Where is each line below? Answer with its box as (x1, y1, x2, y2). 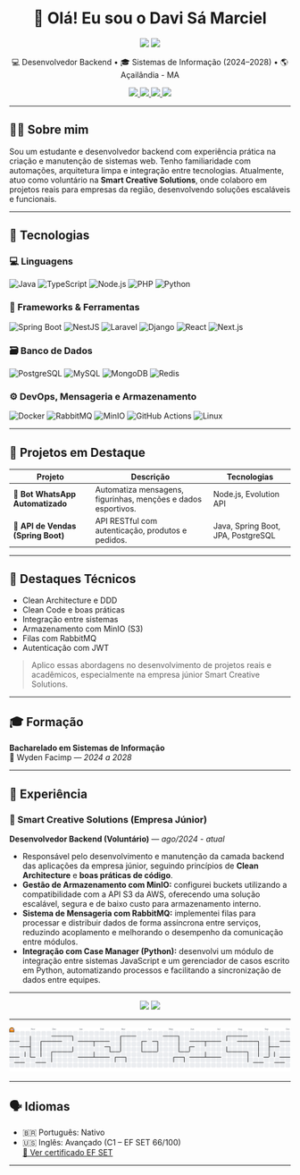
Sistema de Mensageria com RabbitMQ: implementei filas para (21, 908, 256, 918)
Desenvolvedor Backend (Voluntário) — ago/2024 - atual (9, 833, 225, 844)
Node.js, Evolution (212, 489, 279, 500)
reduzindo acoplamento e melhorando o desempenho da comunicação (21, 926, 284, 937)
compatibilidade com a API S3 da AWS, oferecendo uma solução (21, 889, 261, 900)
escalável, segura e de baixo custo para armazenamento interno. (21, 898, 262, 909)
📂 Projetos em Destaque (9, 444, 146, 460)
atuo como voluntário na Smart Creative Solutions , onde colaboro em (9, 174, 268, 185)
